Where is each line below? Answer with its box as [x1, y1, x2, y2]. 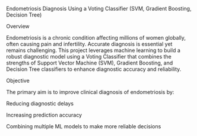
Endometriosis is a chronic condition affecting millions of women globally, [6, 34, 186, 41]
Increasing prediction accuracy [6, 112, 82, 118]
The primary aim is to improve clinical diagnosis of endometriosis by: [6, 89, 174, 95]
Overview [6, 23, 30, 30]
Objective [6, 77, 30, 84]
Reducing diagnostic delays [6, 100, 74, 107]
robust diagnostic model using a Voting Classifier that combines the [6, 53, 172, 60]
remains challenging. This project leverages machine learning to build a [6, 47, 181, 54]
